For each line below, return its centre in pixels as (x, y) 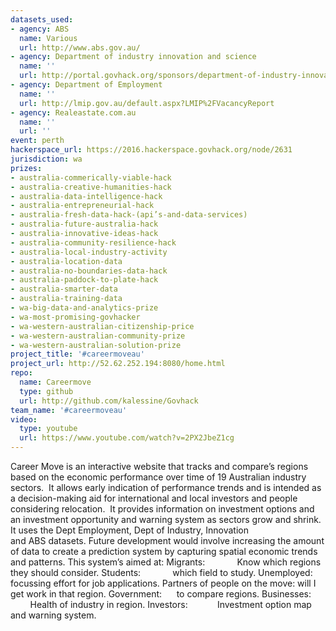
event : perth (37, 141)
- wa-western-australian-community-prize (98, 336)
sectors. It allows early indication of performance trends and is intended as (166, 487)
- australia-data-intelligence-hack (86, 196)
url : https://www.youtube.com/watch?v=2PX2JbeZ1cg (127, 438)
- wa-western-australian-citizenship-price (102, 326)
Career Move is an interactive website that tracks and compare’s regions (159, 466)
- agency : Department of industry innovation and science (133, 57)
